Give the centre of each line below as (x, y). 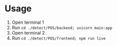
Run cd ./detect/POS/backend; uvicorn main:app (62, 27)
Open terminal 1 (28, 22)
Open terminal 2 (28, 33)
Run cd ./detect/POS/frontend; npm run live (59, 38)
